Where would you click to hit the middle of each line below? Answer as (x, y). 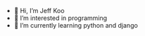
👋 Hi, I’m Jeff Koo (39, 11)
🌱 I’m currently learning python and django (76, 25)
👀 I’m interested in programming (61, 18)
